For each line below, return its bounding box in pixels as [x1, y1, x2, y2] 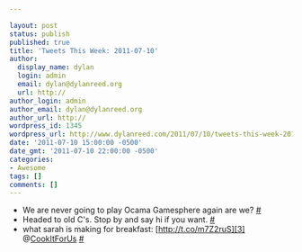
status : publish [9, 29, 70, 39]
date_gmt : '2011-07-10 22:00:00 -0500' [9, 147, 159, 156]
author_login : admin [9, 96, 87, 105]
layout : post [9, 21, 58, 30]
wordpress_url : [9, 130, 67, 139]
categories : [9, 155, 54, 164]
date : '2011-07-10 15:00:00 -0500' [9, 139, 143, 148]
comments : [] [9, 180, 58, 189]
